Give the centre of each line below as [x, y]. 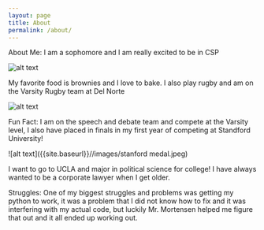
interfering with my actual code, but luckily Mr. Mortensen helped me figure [131, 210]
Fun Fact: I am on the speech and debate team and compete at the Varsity [128, 122]
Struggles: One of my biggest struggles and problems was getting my [121, 193]
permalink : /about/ [40, 30]
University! [26, 139]
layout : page [30, 15]
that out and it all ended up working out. [73, 218]
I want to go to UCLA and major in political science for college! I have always [132, 169]
